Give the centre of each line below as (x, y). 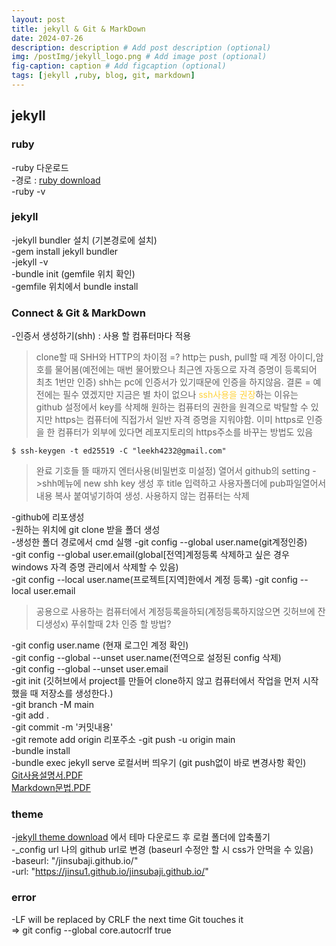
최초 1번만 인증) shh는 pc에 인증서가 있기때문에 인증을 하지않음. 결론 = (173, 382)
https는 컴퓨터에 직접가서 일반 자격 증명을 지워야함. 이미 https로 (179, 420)
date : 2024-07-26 (47, 38)
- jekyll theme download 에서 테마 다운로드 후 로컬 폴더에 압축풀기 (141, 837)
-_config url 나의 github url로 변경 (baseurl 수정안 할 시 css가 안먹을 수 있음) (162, 850)
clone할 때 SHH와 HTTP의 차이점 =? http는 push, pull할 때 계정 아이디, (175, 357)
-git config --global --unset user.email (90, 669)
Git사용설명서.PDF (47, 775)
